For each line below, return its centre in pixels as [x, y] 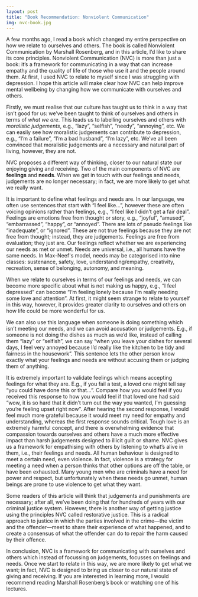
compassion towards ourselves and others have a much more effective [92, 434]
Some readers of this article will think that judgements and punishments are [98, 496]
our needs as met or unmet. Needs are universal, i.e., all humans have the [96, 249]
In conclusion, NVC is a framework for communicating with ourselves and [95, 551]
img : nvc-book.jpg [29, 22]
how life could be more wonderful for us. [56, 311]
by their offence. [26, 540]
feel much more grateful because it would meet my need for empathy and [96, 415]
